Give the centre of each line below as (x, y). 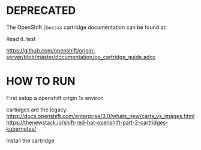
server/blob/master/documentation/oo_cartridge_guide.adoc (81, 57)
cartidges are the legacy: (37, 110)
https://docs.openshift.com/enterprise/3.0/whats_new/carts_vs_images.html (100, 116)
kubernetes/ (21, 129)
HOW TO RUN (41, 81)
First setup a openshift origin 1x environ (55, 98)
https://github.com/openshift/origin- (51, 50)
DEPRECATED (41, 11)
